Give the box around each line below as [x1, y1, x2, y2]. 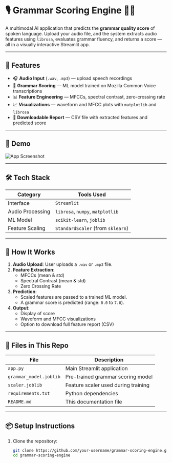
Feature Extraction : [12, 267, 55, 273]
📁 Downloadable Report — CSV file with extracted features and [12, 114, 147, 120]
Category [17, 191, 41, 198]
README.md [8, 399, 32, 404]
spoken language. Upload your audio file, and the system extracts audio [5, 30, 157, 36]
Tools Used [77, 191, 106, 198]
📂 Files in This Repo [5, 341, 69, 350]
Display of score [20, 311, 55, 317]
